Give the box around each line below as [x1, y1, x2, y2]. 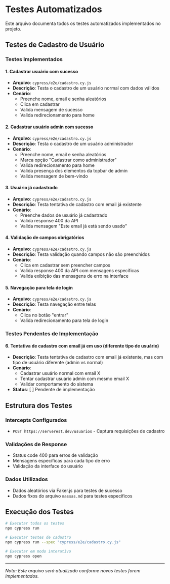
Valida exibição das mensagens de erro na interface [20, 273, 129, 279]
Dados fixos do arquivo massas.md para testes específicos [12, 492, 133, 499]
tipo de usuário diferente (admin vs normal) [12, 360, 103, 366]
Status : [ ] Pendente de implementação [12, 387, 95, 393]
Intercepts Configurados [5, 416, 67, 423]
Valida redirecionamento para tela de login [20, 317, 109, 324]
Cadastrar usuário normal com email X [20, 370, 101, 376]
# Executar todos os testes [5, 521, 65, 526]
